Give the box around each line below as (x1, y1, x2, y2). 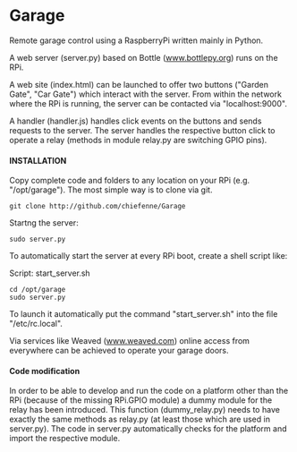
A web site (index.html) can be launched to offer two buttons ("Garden (9, 79, 268, 90)
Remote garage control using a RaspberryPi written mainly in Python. (9, 35, 264, 46)
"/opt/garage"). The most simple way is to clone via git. (9, 184, 213, 195)
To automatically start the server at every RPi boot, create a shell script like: (9, 251, 288, 261)
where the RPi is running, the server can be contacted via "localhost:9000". (9, 98, 288, 108)
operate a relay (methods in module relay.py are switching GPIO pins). (9, 134, 267, 145)
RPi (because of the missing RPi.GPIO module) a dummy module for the (9, 395, 273, 405)
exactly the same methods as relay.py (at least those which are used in (9, 414, 271, 425)
